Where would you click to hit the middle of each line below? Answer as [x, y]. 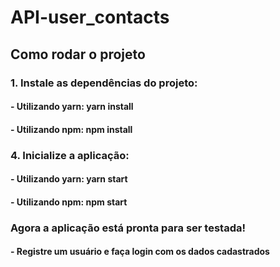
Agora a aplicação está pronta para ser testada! [128, 228]
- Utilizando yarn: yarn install [72, 107]
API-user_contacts [90, 17]
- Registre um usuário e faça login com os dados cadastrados [140, 252]
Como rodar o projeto [78, 54]
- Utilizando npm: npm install [71, 129]
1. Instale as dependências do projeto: [104, 83]
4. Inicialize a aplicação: [70, 155]
